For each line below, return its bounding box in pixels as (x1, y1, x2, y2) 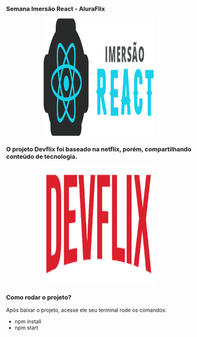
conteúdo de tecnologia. (6, 152, 78, 161)
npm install (14, 318, 42, 325)
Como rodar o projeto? (6, 293, 72, 301)
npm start (14, 324, 38, 331)
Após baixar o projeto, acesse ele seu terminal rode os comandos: (6, 306, 166, 313)
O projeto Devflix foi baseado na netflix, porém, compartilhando (6, 145, 192, 154)
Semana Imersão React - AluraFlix (6, 5, 105, 13)
